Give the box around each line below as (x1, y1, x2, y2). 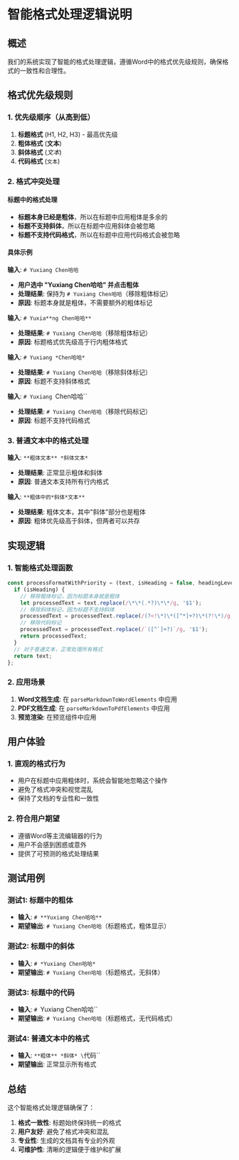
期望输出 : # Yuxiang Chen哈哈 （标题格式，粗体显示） (17, 922, 171, 930)
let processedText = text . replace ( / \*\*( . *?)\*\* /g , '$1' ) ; (20, 599, 202, 607)
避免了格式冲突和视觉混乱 (17, 785, 93, 794)
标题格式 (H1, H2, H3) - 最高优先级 (17, 130, 119, 138)
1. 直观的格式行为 (7, 758, 66, 768)
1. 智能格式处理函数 (7, 563, 73, 573)
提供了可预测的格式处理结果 (17, 849, 100, 857)
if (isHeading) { (14, 586, 65, 593)
